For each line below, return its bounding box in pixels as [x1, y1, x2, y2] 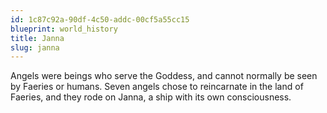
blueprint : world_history [10, 24, 118, 34]
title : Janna [10, 33, 65, 43]
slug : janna [10, 42, 60, 53]
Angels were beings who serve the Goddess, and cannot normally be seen [10, 70, 318, 82]
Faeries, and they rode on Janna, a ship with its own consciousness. [10, 91, 292, 103]
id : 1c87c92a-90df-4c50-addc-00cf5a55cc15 [10, 14, 190, 25]
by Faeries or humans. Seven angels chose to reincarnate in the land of [10, 81, 304, 93]
